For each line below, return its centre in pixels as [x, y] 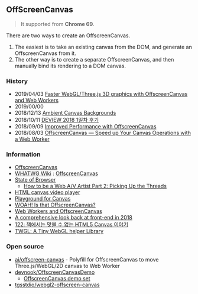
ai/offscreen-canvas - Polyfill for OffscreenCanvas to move [87, 259]
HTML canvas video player [47, 192]
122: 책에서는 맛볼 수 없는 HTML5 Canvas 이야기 [72, 225]
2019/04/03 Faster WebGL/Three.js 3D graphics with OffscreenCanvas [101, 94]
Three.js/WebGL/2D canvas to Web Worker [67, 266]
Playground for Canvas [43, 199]
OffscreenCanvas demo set [57, 278]
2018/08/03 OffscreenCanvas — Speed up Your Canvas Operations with [103, 133]
